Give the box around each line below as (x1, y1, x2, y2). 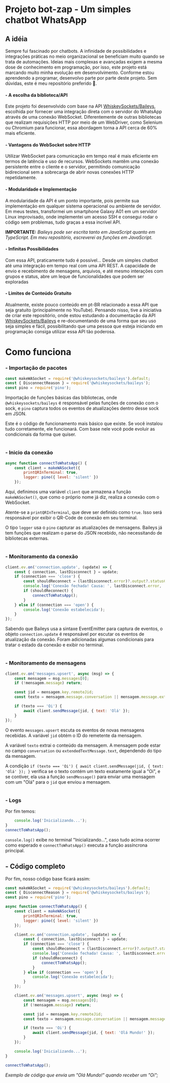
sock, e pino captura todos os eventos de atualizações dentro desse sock (5, 405, 159, 411)
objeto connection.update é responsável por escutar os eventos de (5, 631, 145, 637)
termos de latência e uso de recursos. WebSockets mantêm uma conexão (5, 158, 159, 164)
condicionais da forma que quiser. (5, 431, 76, 437)
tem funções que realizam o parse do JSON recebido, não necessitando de (5, 530, 162, 536)
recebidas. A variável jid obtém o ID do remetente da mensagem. (5, 732, 143, 739)
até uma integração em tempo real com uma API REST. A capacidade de (5, 262, 156, 268)
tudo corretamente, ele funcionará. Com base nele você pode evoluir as (5, 426, 155, 432)
